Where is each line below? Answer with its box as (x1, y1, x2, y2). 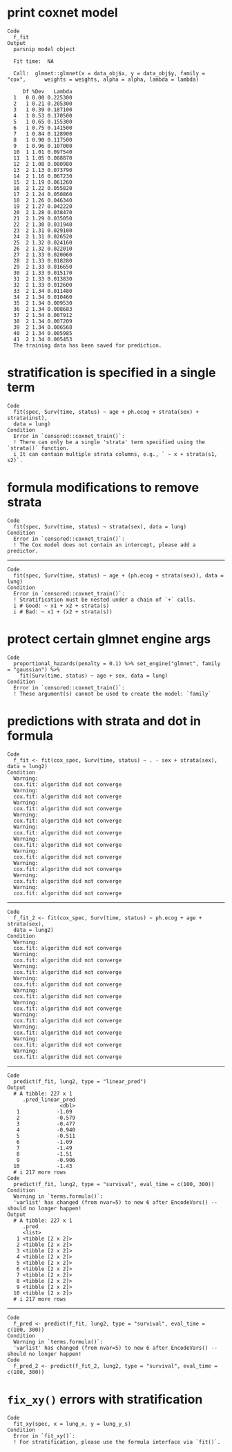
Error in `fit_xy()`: (13, 1432, 76, 1440)
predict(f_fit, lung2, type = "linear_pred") (13, 1078, 147, 1085)
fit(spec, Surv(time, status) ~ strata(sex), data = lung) (13, 523, 187, 530)
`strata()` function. (7, 444, 70, 452)
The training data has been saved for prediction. (13, 342, 162, 349)
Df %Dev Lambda (22, 88, 72, 95)
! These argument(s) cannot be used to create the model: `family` (13, 690, 212, 697)
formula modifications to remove (7, 480, 199, 495)
